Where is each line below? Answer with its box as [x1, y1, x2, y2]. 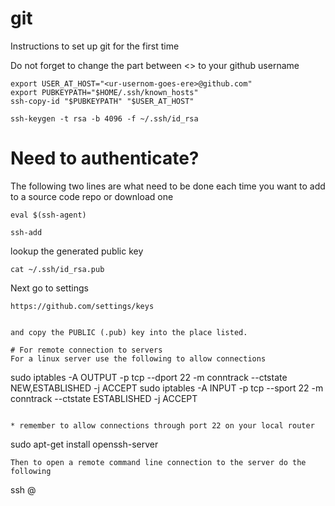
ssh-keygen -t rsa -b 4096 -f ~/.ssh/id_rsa [10, 113, 199, 124]
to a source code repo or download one [10, 190, 174, 202]
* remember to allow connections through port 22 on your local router [10, 420, 315, 431]
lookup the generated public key [10, 245, 144, 257]
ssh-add [10, 227, 43, 237]
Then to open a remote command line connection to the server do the [10, 457, 307, 467]
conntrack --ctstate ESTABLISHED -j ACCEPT [10, 392, 198, 404]
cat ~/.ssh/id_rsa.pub [10, 264, 105, 274]
